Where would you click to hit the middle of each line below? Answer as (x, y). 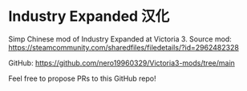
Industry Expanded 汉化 (89, 16)
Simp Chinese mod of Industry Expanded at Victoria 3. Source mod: (120, 39)
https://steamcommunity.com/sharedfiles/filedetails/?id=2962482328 (123, 47)
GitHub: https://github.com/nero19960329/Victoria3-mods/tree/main (121, 63)
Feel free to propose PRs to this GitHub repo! (82, 78)
